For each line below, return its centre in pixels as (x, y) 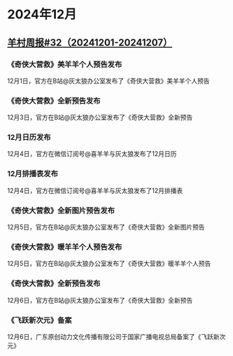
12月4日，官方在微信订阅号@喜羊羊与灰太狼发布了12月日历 (92, 154)
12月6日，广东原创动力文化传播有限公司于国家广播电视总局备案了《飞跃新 (113, 336)
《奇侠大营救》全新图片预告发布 (61, 210)
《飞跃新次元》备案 (40, 320)
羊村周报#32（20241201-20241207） (90, 42)
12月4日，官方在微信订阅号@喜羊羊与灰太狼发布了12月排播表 (95, 190)
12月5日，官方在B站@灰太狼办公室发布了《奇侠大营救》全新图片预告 (106, 227)
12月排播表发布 (33, 174)
